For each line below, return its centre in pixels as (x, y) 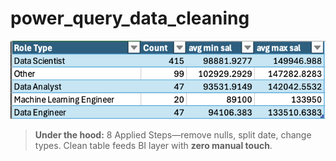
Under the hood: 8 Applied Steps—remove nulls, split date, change (173, 135)
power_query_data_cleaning (130, 18)
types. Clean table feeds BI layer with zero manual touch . (153, 146)
